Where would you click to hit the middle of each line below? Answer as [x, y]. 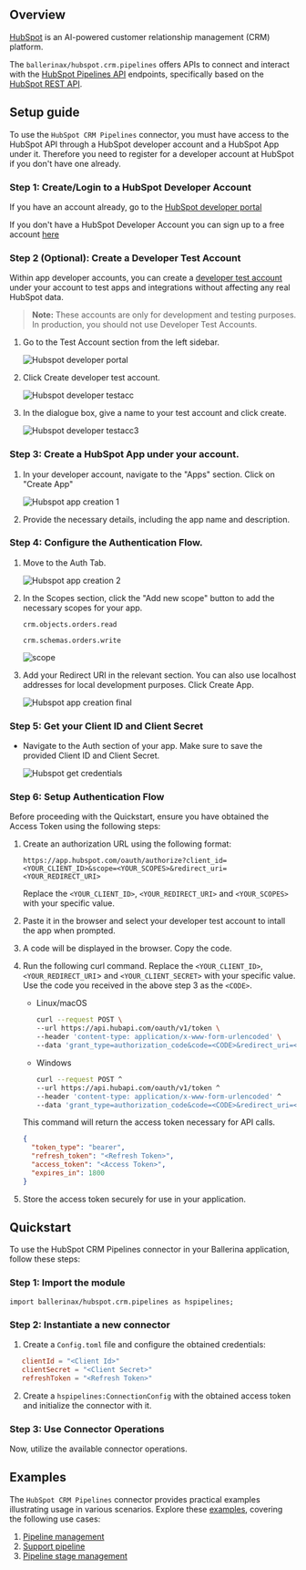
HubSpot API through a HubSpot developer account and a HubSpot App [144, 144]
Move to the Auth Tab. [64, 562]
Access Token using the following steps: [85, 827]
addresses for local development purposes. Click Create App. [138, 684]
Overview [38, 15]
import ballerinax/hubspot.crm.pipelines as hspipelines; [122, 1302]
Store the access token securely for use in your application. [134, 1199]
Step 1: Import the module [67, 1283]
